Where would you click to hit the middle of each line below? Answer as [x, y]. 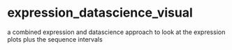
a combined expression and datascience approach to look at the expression [116, 32]
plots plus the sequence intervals [55, 39]
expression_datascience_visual [100, 13]
